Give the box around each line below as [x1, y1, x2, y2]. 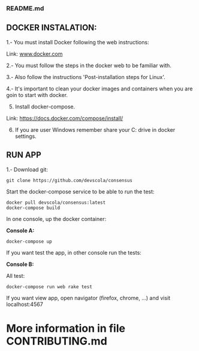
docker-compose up [6, 238, 52, 244]
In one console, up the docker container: [6, 215, 107, 222]
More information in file [6, 322, 126, 335]
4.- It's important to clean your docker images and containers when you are [6, 85, 193, 92]
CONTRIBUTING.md [6, 334, 108, 348]
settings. [14, 132, 37, 140]
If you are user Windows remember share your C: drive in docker [14, 126, 176, 133]
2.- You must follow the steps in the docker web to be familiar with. [6, 62, 172, 69]
